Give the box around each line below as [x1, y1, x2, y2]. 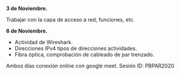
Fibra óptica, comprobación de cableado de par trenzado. [14, 51, 155, 58]
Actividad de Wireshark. [14, 39, 73, 45]
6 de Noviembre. [6, 27, 48, 34]
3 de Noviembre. [6, 5, 48, 12]
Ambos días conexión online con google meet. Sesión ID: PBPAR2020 [6, 62, 175, 69]
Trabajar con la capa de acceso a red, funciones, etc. [6, 16, 135, 23]
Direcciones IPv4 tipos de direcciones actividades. [14, 45, 137, 52]
